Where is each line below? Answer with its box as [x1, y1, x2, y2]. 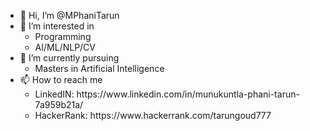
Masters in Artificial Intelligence [34, 63, 165, 74]
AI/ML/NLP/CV [34, 41, 97, 53]
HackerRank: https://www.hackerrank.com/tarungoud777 [34, 110, 272, 121]
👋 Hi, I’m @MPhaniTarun [19, 10, 120, 21]
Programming [34, 31, 92, 42]
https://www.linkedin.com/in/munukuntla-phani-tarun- [76, 88, 300, 100]
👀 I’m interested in [19, 20, 95, 32]
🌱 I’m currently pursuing [19, 52, 120, 64]
